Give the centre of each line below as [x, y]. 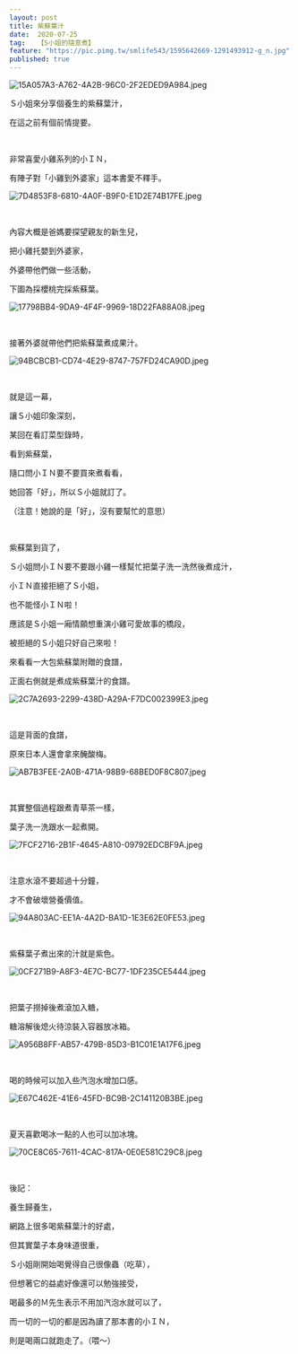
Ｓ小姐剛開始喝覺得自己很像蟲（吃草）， [82, 1264]
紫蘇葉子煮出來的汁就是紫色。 [64, 953]
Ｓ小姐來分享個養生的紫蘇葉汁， [68, 103]
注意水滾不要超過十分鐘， [56, 881]
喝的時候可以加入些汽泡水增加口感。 [76, 1080]
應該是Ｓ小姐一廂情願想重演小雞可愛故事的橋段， [99, 624]
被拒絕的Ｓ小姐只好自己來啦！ [64, 643]
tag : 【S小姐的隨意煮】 [52, 43]
